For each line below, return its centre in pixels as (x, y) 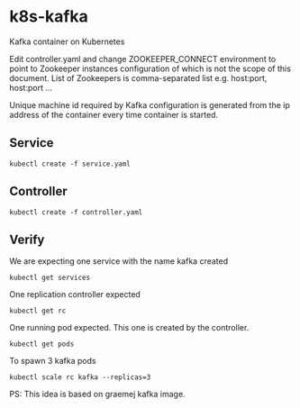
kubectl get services (50, 278)
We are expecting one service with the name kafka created (119, 261)
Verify (27, 239)
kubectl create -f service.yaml (70, 164)
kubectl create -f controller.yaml (76, 212)
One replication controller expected (75, 295)
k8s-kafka (49, 17)
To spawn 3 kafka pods (53, 361)
